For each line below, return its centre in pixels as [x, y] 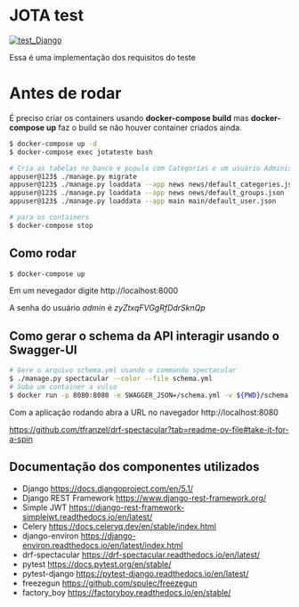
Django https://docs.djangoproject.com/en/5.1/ [108, 488]
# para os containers [49, 217]
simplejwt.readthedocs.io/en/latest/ [87, 516]
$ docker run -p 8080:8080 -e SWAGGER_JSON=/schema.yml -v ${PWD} [135, 395]
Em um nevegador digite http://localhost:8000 [94, 291]
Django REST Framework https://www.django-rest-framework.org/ [144, 498]
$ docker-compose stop [51, 225]
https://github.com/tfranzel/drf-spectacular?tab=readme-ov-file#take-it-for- [149, 429]
